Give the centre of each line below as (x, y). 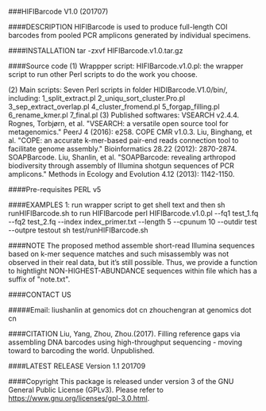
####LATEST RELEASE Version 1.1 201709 (77, 366)
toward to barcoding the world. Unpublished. (81, 351)
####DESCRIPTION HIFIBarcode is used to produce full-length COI (118, 27)
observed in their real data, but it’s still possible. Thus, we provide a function (133, 262)
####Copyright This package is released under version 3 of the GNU (121, 381)
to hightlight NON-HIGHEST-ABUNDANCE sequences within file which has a (133, 271)
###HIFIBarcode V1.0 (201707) (58, 12)
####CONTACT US (40, 294)
